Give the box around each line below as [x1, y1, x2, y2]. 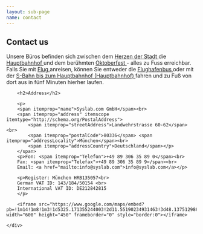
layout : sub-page [6, 8, 50, 15]
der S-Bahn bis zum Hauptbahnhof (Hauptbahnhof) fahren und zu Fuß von [6, 72, 192, 79]
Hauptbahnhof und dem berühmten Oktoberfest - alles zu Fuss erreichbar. [6, 59, 192, 67]
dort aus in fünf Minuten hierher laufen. [6, 79, 105, 86]
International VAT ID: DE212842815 [17, 186, 107, 192]
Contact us [6, 37, 49, 47]
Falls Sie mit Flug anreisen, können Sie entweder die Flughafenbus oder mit [6, 66, 194, 73]
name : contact [6, 15, 42, 21]
